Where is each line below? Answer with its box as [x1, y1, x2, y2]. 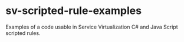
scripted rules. [5, 29, 41, 36]
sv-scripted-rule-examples [5, 4, 142, 17]
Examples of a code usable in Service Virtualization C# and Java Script [5, 23, 178, 30]
